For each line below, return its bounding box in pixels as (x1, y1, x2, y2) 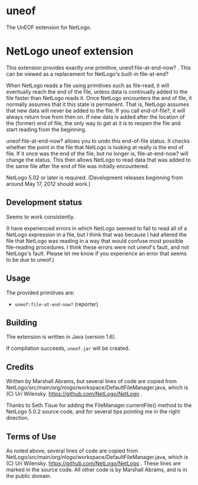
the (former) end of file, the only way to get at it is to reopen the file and (6, 120, 181, 127)
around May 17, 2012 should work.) (6, 180, 90, 187)
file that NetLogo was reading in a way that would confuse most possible (6, 237, 184, 244)
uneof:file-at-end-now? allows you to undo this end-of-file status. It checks (6, 137, 190, 144)
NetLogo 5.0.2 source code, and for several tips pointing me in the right (6, 408, 180, 415)
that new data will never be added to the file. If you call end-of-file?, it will (6, 107, 186, 114)
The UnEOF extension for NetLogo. (6, 24, 92, 31)
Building (6, 317, 37, 327)
